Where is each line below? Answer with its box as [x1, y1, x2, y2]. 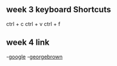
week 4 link [6, 38, 50, 48]
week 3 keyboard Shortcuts [6, 5, 112, 15]
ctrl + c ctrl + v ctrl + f [6, 20, 61, 27]
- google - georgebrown [6, 53, 63, 60]
